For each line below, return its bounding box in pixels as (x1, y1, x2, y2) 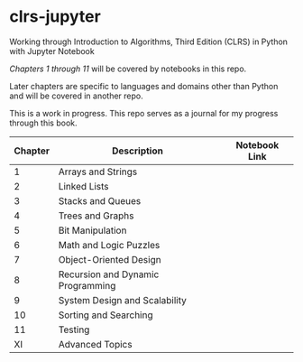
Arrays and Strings (58, 165, 138, 178)
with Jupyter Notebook (9, 45, 95, 56)
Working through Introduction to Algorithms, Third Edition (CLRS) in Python (9, 36, 289, 47)
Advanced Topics (58, 338, 133, 350)
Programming (58, 279, 116, 292)
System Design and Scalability (58, 293, 187, 306)
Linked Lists (58, 180, 110, 192)
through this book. (9, 117, 78, 128)
